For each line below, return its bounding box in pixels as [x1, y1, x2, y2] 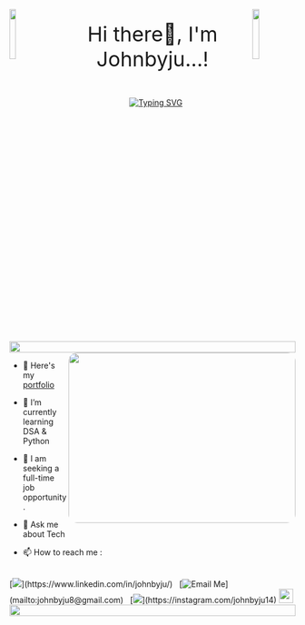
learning [22, 416, 54, 427]
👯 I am [22, 453, 47, 463]
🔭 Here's [22, 360, 56, 371]
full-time [22, 472, 54, 483]
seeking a [22, 463, 60, 473]
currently [22, 407, 57, 417]
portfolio [22, 380, 54, 390]
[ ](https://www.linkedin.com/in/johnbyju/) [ [9, 579, 183, 590]
